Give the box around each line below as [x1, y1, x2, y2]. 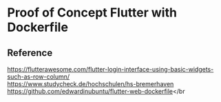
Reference [7, 47, 53, 59]
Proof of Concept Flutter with [7, 5, 178, 21]
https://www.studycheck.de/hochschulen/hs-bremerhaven [7, 80, 174, 88]
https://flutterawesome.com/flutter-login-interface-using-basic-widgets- [7, 65, 214, 73]
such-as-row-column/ [7, 72, 70, 81]
